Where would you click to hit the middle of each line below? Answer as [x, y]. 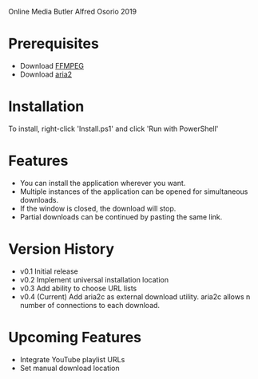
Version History [61, 249]
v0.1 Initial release [49, 271]
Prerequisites [54, 44]
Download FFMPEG [52, 65]
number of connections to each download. [90, 305]
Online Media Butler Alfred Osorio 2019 [73, 12]
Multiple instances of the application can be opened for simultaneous [134, 191]
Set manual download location [69, 368]
